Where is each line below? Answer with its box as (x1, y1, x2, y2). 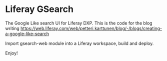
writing (5, 25, 20, 31)
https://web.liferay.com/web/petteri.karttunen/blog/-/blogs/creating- (20, 25, 162, 31)
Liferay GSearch (5, 3, 74, 15)
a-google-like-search (5, 30, 49, 36)
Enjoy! (5, 50, 18, 56)
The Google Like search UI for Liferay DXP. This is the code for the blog (5, 20, 152, 26)
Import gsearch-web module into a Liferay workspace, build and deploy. (5, 40, 154, 46)
